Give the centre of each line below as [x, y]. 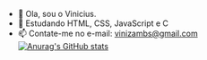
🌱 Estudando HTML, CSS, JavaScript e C [93, 23]
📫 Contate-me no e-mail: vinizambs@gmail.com [108, 33]
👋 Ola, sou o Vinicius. [57, 14]
